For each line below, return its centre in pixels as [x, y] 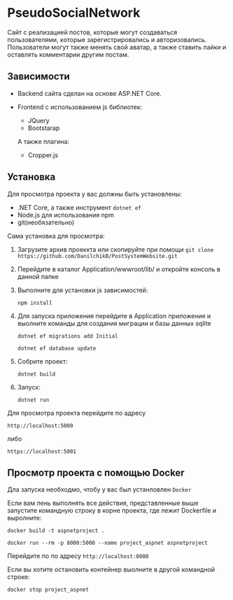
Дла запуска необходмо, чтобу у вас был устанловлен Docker [99, 490]
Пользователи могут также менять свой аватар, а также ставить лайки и [117, 47]
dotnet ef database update [57, 348]
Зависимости [38, 77]
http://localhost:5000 [40, 426]
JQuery [39, 120]
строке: [19, 577]
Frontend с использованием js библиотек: [80, 107]
